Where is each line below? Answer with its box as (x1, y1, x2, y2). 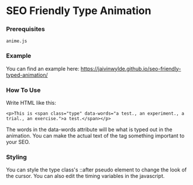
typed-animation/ (6, 71, 48, 78)
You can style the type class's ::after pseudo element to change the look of (6, 166, 187, 173)
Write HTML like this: (6, 100, 57, 107)
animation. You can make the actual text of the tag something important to (6, 132, 185, 139)
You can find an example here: (6, 65, 80, 72)
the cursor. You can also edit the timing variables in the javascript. (6, 173, 165, 180)
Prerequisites (6, 25, 45, 33)
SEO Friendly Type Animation (6, 4, 151, 18)
